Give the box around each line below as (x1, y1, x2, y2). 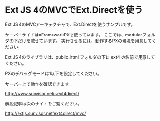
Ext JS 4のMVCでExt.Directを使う (5, 4, 143, 16)
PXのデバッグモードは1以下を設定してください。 (5, 70, 102, 76)
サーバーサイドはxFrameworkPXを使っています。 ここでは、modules (5, 32, 142, 37)
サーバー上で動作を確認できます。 (5, 81, 73, 86)
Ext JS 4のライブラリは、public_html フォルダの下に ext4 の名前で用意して (5, 54, 155, 60)
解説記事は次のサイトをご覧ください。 (5, 101, 82, 106)
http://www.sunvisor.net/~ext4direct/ (5, 90, 80, 96)
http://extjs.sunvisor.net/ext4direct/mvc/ (5, 110, 86, 116)
